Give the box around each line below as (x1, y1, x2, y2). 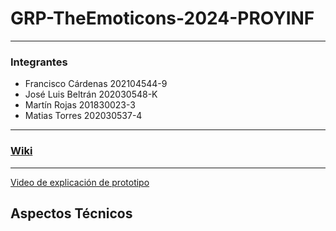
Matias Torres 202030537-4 (24, 110, 143, 122)
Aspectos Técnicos (10, 205, 133, 222)
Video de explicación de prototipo (10, 176, 150, 188)
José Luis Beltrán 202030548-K (24, 88, 158, 101)
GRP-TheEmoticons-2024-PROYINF (10, 7, 315, 30)
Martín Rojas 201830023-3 (24, 99, 136, 111)
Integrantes (10, 55, 68, 69)
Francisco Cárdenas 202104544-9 (24, 78, 168, 90)
